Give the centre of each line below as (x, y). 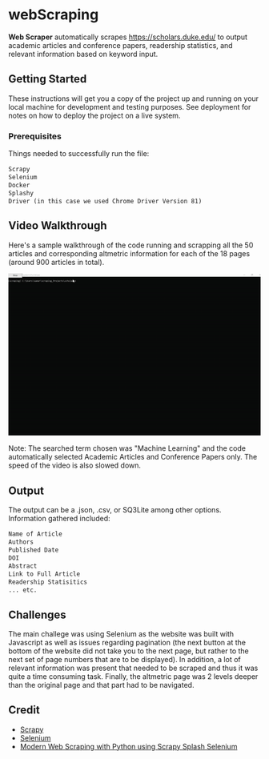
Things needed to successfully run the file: (79, 154)
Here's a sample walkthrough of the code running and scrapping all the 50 (131, 245)
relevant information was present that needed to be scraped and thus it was (133, 668)
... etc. (23, 590)
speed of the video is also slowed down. (75, 465)
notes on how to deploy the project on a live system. (94, 115)
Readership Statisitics (48, 582)
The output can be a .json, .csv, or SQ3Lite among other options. (115, 510)
